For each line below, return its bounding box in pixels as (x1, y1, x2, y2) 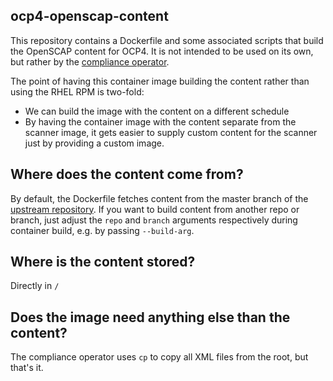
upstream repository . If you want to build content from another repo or (10, 203, 300, 215)
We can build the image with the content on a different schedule (24, 105, 290, 117)
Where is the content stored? (10, 254, 196, 271)
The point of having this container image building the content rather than (10, 75, 310, 87)
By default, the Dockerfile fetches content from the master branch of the (10, 192, 309, 204)
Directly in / (10, 280, 60, 292)
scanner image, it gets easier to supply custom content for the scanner (24, 126, 318, 138)
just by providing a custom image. (24, 137, 165, 149)
